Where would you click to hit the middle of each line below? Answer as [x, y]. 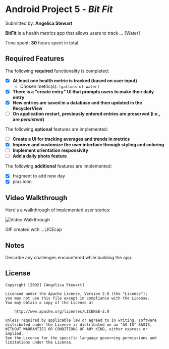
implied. [14, 333]
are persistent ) [28, 119]
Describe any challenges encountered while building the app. [69, 257]
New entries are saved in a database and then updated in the [77, 102]
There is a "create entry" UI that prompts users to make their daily [83, 91]
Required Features [35, 59]
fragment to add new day [39, 176]
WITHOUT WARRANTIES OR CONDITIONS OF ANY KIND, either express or [76, 329]
